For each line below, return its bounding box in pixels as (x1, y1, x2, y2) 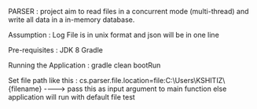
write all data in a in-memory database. (8, 15, 135, 24)
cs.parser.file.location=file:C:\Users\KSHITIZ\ (79, 76, 226, 85)
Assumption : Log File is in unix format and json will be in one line (8, 31, 220, 39)
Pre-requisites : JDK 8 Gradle (8, 45, 104, 54)
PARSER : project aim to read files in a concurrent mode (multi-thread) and (8, 7, 249, 16)
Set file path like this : (8, 76, 78, 85)
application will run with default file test (8, 93, 135, 101)
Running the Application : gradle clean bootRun (8, 60, 161, 70)
